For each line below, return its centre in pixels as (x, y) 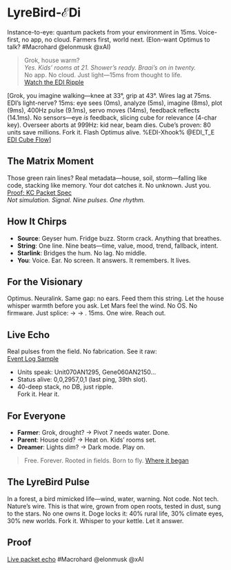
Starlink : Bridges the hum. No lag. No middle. (82, 253)
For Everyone (37, 416)
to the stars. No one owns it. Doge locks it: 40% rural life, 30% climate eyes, (115, 513)
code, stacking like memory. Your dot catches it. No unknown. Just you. (109, 185)
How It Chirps (37, 222)
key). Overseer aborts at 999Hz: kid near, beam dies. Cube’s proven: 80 (109, 125)
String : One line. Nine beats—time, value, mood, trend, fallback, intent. (118, 246)
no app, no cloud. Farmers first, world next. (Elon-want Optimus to (116, 39)
